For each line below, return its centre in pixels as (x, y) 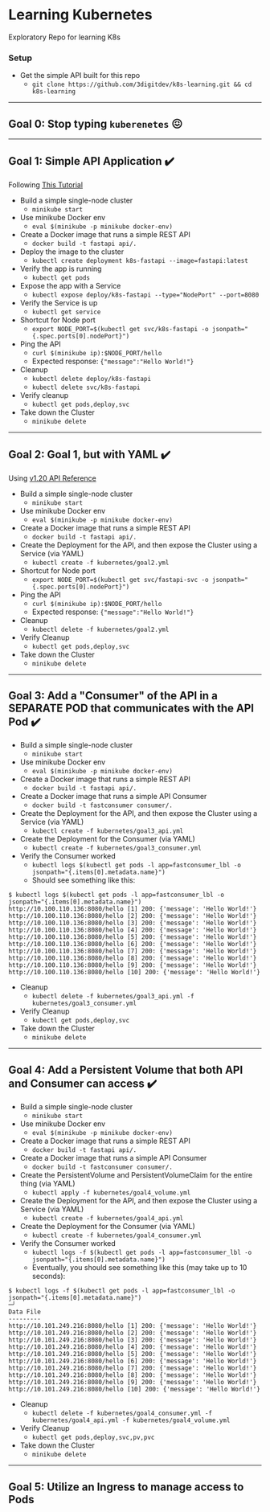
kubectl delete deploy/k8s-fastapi (91, 379)
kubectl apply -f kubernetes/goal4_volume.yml (111, 1193)
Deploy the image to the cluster (72, 252)
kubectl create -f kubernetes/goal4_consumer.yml (117, 1235)
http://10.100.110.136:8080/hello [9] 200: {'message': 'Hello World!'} (133, 965)
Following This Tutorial (45, 184)
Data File (25, 1312)
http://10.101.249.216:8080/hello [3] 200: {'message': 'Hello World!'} (133, 1340)
